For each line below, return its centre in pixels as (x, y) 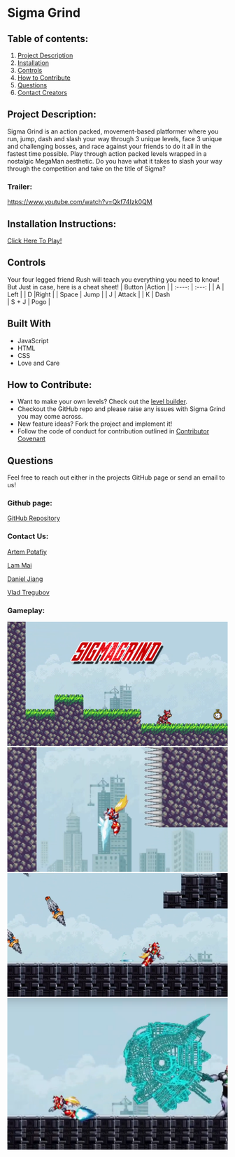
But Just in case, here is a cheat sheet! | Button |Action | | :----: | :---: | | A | (116, 287)
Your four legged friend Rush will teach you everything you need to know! (113, 279)
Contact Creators (42, 93)
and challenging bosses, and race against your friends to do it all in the (109, 146)
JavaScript (33, 340)
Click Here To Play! (35, 240)
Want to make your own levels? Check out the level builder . (102, 402)
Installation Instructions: (62, 224)
